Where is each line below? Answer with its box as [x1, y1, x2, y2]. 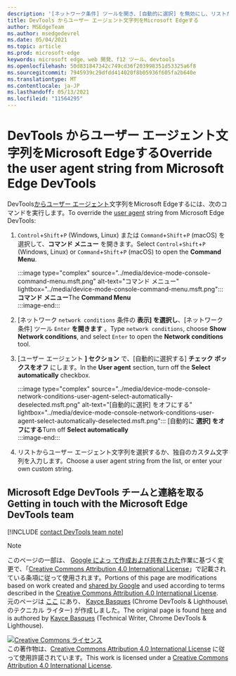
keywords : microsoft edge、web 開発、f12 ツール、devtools [7, 56, 176, 63]
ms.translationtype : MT [7, 75, 77, 83]
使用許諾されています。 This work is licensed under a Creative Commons [19, 653, 228, 661]
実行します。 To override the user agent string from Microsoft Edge [31, 208, 225, 216]
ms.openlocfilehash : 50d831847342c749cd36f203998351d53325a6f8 [7, 63, 197, 70]
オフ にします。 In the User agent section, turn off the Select [36, 363, 211, 371]
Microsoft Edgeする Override [44, 145, 213, 162]
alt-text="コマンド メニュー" [97, 277, 179, 285]
